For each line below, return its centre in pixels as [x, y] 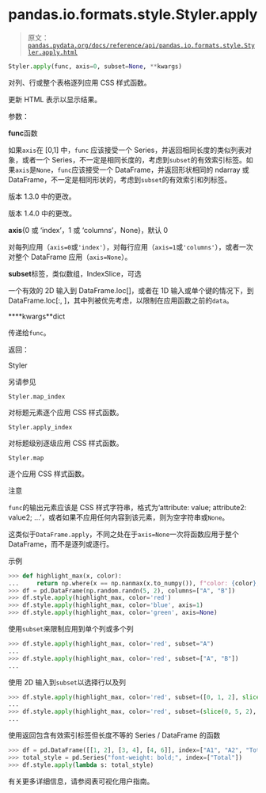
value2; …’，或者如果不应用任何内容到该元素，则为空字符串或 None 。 [119, 517]
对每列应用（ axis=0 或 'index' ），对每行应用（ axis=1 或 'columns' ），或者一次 [131, 246]
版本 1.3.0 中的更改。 [42, 196]
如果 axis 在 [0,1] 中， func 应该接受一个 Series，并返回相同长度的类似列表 [127, 150]
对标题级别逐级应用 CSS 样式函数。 [66, 443]
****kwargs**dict [37, 316]
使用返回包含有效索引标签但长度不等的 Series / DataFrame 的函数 [114, 735]
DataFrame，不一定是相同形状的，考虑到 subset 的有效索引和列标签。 [120, 179]
